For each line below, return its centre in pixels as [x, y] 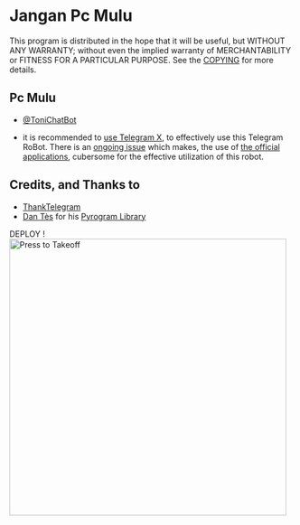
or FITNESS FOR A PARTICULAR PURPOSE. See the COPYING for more [141, 60]
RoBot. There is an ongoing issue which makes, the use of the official [151, 146]
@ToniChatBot [49, 119]
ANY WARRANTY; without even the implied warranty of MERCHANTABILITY [150, 50]
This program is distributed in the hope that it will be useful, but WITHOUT [147, 41]
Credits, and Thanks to [75, 185]
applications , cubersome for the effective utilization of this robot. [143, 156]
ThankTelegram [52, 206]
